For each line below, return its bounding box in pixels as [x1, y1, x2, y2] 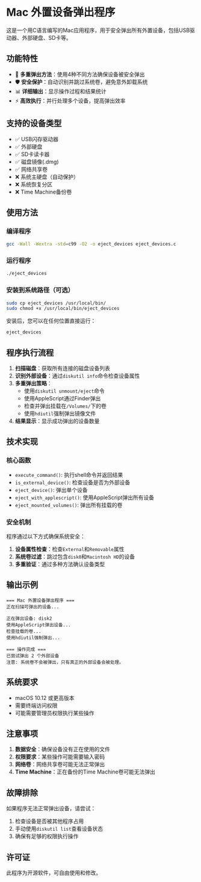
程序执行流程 [6, 347, 54, 358]
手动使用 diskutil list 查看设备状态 [14, 825, 104, 833]
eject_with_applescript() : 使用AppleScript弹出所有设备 [14, 494, 155, 501]
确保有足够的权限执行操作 [14, 833, 79, 840]
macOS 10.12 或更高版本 [14, 694, 75, 701]
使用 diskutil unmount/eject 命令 [23, 387, 105, 395]
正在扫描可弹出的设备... [6, 603, 60, 610]
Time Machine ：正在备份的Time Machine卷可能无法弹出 [14, 768, 155, 775]
